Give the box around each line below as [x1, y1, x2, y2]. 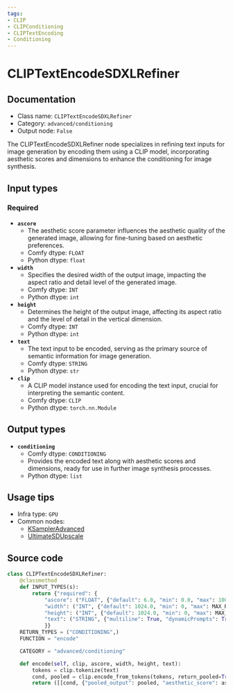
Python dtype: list [27, 471, 83, 480]
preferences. [27, 241, 64, 249]
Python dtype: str [27, 366, 80, 375]
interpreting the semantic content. [27, 388, 125, 396]
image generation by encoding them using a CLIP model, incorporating [7, 147, 209, 156]
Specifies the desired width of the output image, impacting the [27, 270, 207, 278]
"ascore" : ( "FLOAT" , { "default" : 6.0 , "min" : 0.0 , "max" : [44, 596, 216, 603]
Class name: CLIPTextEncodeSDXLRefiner [17, 112, 132, 120]
